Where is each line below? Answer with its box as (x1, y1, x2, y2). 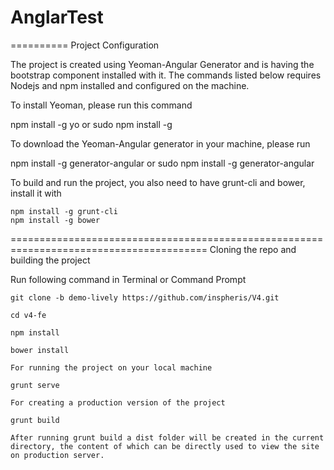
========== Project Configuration (10, 39, 160, 51)
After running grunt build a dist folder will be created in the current (10, 432, 325, 443)
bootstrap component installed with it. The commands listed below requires (10, 69, 322, 81)
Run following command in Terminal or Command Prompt (10, 273, 247, 285)
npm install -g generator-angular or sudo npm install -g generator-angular (10, 157, 315, 169)
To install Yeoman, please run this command (10, 99, 193, 111)
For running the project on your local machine (10, 362, 213, 373)
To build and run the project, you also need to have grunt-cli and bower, (10, 176, 306, 188)
